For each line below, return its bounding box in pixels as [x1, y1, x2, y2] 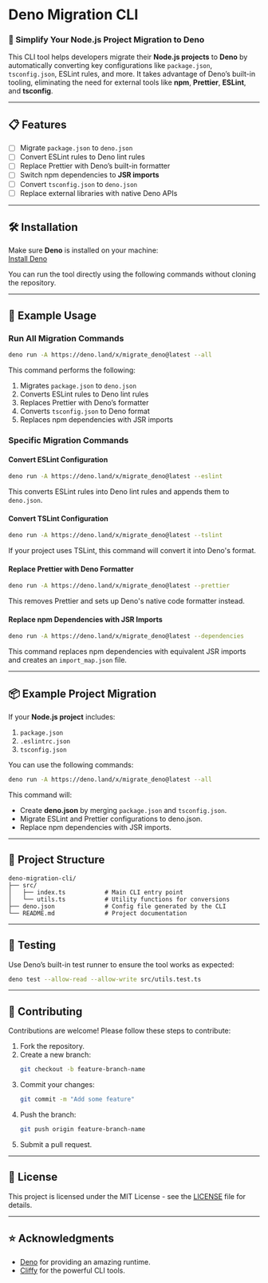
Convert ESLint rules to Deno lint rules [19, 152, 145, 161]
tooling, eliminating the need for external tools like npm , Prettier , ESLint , [8, 78, 246, 87]
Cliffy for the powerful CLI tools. [19, 1265, 126, 1275]
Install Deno [8, 254, 48, 264]
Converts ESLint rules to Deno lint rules [19, 389, 149, 399]
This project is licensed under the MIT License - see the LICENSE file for [8, 1191, 246, 1201]
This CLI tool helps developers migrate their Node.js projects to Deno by [8, 52, 248, 62]
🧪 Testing [8, 938, 57, 952]
